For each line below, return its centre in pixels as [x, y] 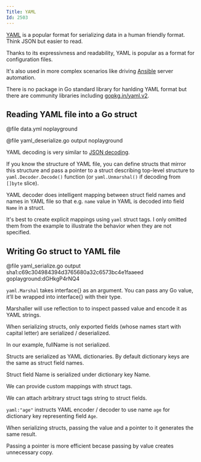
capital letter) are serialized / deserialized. [58, 333]
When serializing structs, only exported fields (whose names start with [94, 327]
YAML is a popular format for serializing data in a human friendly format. [96, 34]
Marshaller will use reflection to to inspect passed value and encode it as [97, 309]
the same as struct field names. [45, 363]
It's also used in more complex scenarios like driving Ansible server [90, 71]
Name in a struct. [26, 208]
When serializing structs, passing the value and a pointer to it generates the [100, 428]
